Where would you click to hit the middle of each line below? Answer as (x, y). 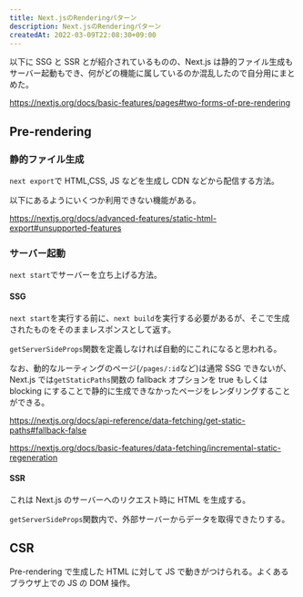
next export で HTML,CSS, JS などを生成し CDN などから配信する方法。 (144, 181)
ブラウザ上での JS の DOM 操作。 (72, 582)
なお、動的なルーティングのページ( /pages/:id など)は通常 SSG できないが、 (150, 368)
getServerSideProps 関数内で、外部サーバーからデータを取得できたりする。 (150, 519)
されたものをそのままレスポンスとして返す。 (92, 329)
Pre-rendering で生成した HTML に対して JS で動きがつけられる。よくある (149, 571)
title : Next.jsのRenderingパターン (73, 18)
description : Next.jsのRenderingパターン (86, 26)
